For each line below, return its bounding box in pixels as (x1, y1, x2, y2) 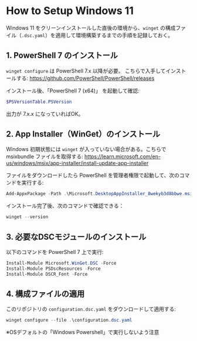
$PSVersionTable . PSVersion (6, 99, 72, 105)
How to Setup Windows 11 (6, 4, 134, 18)
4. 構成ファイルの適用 (6, 289, 85, 299)
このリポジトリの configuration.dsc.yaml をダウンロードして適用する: (6, 306, 176, 313)
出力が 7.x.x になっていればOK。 (6, 110, 84, 117)
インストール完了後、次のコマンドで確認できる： (6, 202, 124, 209)
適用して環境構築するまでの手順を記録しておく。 (55, 31, 174, 39)
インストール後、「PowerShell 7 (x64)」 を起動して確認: (6, 87, 140, 94)
